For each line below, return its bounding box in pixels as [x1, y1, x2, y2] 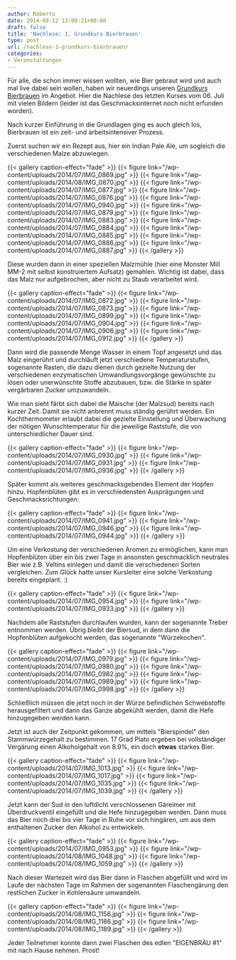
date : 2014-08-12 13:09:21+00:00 [7, 17, 107, 24]
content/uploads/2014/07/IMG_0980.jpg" [7, 662, 128, 671]
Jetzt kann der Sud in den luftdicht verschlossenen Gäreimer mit [7, 800, 196, 809]
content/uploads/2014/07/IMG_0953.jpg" [7, 844, 128, 853]
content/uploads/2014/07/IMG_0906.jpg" [7, 326, 128, 335]
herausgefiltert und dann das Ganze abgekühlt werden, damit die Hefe [7, 705, 214, 715]
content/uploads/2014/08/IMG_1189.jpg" [7, 924, 125, 933]
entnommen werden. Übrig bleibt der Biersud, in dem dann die [7, 625, 191, 634]
